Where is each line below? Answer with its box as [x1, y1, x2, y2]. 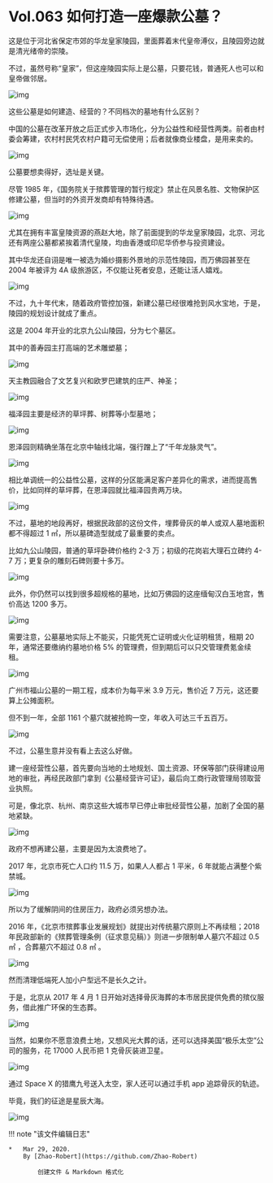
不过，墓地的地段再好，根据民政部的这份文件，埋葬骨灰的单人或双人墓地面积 [8, 518, 265, 528]
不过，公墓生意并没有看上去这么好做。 [8, 746, 136, 755]
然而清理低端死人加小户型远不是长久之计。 [8, 975, 151, 985]
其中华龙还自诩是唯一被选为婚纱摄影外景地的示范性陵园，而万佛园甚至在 [8, 254, 250, 264]
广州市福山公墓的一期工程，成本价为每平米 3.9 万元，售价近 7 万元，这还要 [8, 685, 259, 695]
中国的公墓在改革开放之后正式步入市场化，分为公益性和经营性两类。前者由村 [8, 124, 265, 133]
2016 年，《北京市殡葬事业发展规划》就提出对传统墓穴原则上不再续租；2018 [8, 921, 260, 931]
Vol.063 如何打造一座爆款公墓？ [8, 7, 223, 26]
